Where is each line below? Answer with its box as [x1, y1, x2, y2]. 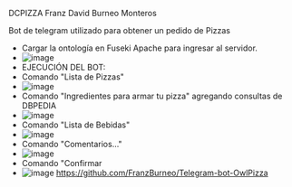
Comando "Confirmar [21, 158, 102, 168]
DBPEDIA [21, 100, 56, 111]
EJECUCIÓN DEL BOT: [21, 62, 106, 72]
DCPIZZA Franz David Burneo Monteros [8, 8, 158, 18]
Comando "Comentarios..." [21, 139, 123, 149]
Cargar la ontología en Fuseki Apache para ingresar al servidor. [21, 42, 258, 53]
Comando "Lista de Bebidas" [21, 119, 131, 130]
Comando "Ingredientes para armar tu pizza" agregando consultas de [21, 90, 283, 101]
